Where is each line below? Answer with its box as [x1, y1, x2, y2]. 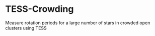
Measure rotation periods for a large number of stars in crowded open [5, 20, 150, 26]
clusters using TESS [5, 25, 47, 31]
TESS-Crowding [5, 3, 74, 15]
